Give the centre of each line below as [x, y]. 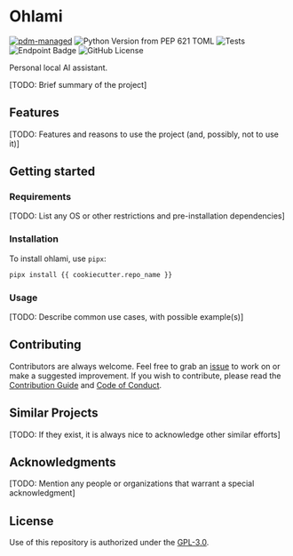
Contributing [45, 345]
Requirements [40, 197]
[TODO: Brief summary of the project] [78, 84]
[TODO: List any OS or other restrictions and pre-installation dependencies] [147, 216]
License [32, 521]
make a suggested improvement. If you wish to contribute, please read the [145, 376]
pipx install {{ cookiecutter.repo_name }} [91, 274]
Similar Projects [54, 413]
